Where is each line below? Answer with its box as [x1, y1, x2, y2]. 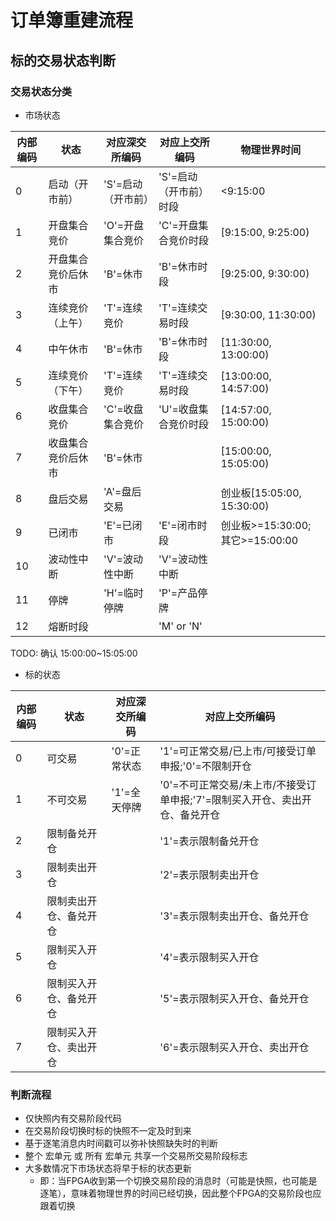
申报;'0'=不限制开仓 [159, 759, 252, 773]
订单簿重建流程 [10, 9, 134, 32]
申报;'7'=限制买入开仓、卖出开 [169, 792, 312, 806]
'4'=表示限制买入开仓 [159, 950, 260, 964]
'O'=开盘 [103, 218, 145, 232]
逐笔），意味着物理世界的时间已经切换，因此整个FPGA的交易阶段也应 [39, 1187, 322, 1200]
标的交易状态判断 [10, 52, 116, 69]
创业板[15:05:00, [220, 486, 302, 500]
